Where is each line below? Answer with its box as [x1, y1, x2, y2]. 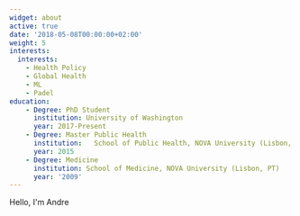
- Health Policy [25, 64, 87, 73]
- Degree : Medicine [25, 155, 99, 165]
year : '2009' [32, 172, 83, 181]
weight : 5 [9, 38, 47, 48]
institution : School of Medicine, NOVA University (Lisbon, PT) [32, 164, 280, 173]
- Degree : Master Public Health [25, 130, 147, 139]
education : [9, 96, 50, 106]
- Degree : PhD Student [25, 105, 111, 114]
